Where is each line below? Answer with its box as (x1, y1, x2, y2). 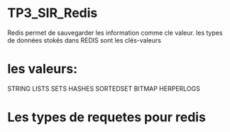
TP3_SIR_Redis (7, 5, 98, 21)
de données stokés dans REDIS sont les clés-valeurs (7, 35, 162, 44)
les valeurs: (7, 61, 78, 77)
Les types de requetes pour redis (7, 109, 206, 126)
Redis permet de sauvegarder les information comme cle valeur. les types (7, 28, 223, 37)
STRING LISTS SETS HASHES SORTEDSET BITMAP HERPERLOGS (7, 84, 200, 93)
